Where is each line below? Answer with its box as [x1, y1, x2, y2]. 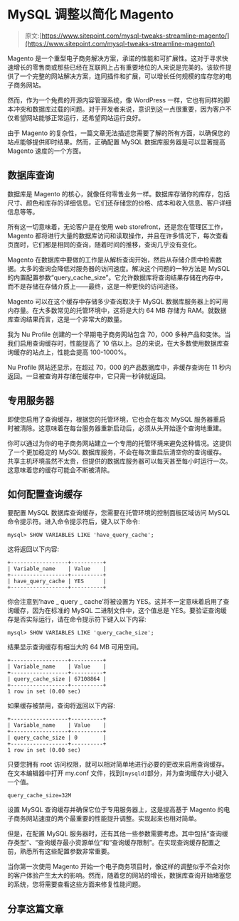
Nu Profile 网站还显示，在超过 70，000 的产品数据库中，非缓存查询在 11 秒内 [7, 363, 232, 371]
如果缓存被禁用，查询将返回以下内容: [7, 701, 116, 710]
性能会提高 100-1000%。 [56, 348, 130, 356]
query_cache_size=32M [7, 792, 72, 799]
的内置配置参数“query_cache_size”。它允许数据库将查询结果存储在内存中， [7, 273, 227, 282]
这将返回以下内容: [7, 545, 60, 553]
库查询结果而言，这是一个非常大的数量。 [7, 314, 126, 324]
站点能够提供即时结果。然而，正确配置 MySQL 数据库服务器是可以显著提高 [7, 137, 226, 146]
